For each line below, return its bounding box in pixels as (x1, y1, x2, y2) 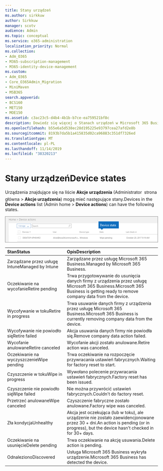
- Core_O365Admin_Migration (5, 80, 62, 85)
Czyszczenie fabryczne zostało (67, 398, 130, 403)
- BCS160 (5, 100, 23, 105)
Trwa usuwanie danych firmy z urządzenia (67, 300, 151, 306)
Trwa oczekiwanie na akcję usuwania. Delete (67, 437, 155, 443)
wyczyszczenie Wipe (7, 357, 48, 363)
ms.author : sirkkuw (5, 13, 45, 18)
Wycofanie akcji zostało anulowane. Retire (67, 340, 150, 346)
